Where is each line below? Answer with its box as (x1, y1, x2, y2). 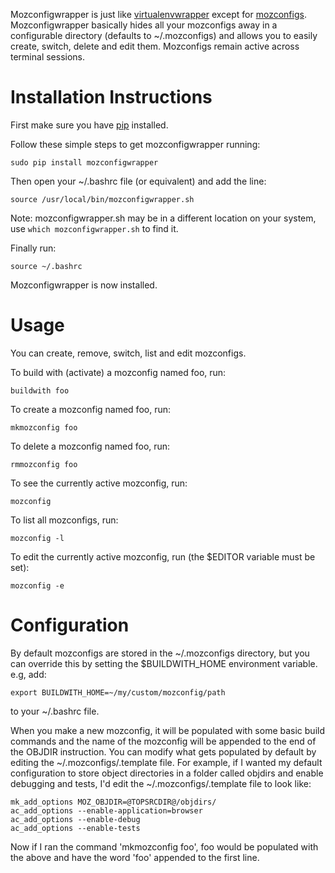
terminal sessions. (10, 51, 86, 63)
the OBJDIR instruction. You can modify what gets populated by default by (10, 745, 317, 758)
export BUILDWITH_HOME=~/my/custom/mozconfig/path (10, 687, 226, 698)
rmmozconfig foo (10, 459, 78, 469)
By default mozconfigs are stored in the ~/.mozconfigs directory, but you (10, 647, 310, 659)
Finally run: (10, 242, 57, 254)
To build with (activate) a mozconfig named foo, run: (10, 366, 227, 378)
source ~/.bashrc (10, 261, 83, 271)
